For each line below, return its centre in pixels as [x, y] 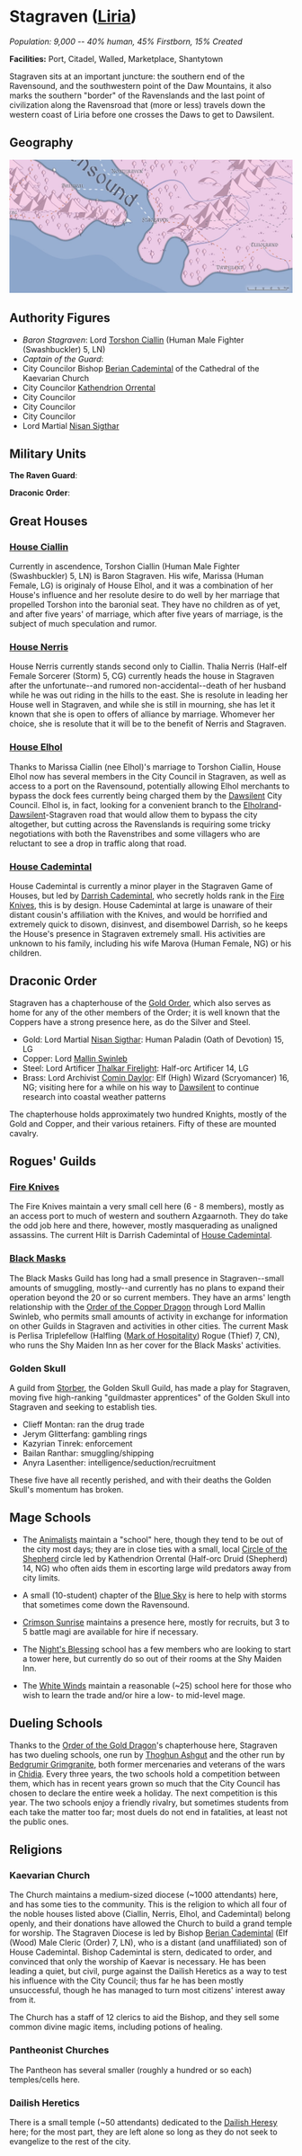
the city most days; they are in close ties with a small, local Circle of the [155, 1549]
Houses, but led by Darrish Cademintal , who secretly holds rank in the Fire [147, 895]
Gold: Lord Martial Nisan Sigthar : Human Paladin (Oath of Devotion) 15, [153, 1039]
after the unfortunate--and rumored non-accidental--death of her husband [148, 686]
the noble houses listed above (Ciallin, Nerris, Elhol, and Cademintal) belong [150, 1914]
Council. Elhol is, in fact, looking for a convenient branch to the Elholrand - [146, 805]
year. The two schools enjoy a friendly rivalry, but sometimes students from [149, 1802]
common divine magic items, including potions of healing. [116, 2027]
